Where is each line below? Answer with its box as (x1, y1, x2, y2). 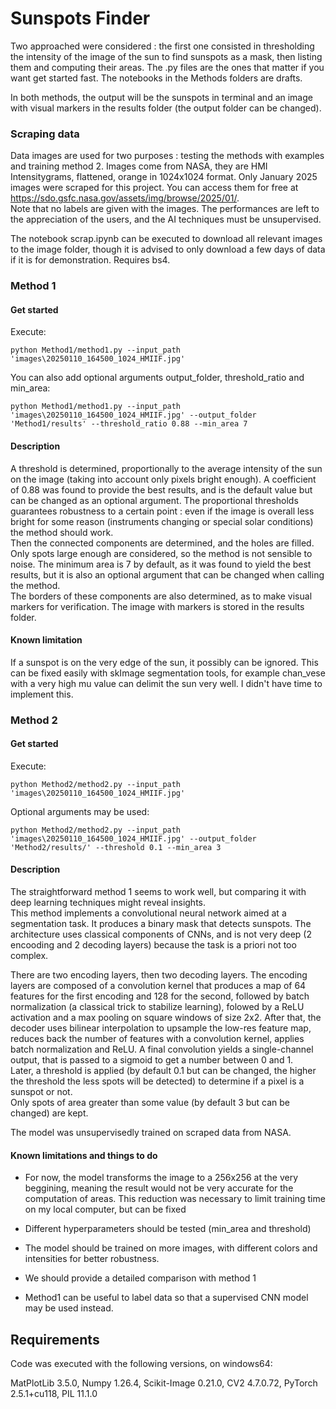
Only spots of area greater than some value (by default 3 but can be (10, 1097, 291, 1109)
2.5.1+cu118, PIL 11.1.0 (10, 1388, 98, 1400)
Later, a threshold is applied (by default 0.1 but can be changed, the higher (10, 1065, 317, 1077)
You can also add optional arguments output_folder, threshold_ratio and (10, 372, 305, 384)
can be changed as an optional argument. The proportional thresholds (10, 494, 299, 506)
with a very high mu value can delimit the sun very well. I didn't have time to (10, 677, 323, 689)
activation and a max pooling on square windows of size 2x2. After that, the (10, 1012, 322, 1024)
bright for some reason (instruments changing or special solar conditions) (10, 515, 314, 527)
